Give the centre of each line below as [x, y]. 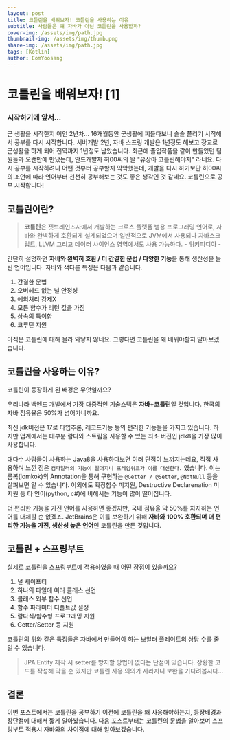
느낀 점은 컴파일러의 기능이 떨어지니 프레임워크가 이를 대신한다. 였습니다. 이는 [123, 467]
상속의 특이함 [35, 316]
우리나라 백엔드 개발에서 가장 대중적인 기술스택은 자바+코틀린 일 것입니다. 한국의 [114, 404]
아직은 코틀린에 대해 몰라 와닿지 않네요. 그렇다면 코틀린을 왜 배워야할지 [101, 339]
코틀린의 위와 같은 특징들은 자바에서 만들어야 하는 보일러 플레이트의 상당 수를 [110, 639]
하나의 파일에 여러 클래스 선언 [56, 590]
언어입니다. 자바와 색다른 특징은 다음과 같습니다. [78, 267]
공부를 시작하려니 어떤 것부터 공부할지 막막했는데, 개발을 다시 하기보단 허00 [115, 168]
